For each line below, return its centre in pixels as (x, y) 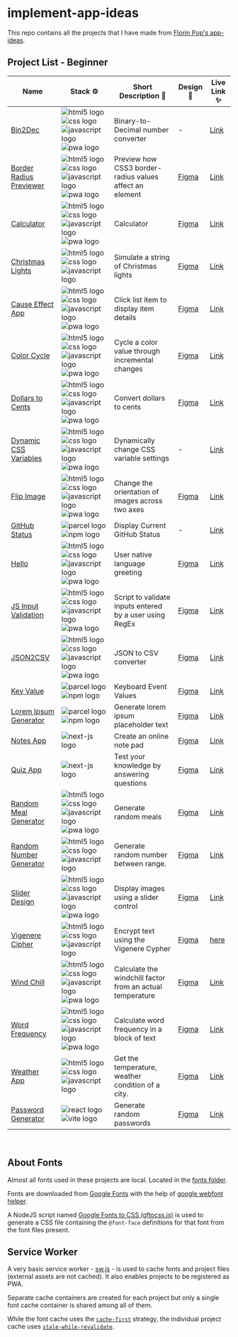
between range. (140, 863)
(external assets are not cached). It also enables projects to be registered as (119, 1277)
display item (134, 308)
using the (130, 940)
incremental (134, 360)
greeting (128, 572)
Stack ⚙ (85, 91)
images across (138, 501)
